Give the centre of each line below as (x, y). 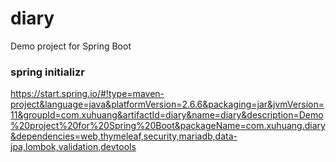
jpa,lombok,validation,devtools (73, 147)
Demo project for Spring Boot (71, 46)
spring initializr (47, 72)
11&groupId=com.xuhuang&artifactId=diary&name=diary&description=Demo (167, 115)
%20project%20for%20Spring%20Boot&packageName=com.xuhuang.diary (168, 126)
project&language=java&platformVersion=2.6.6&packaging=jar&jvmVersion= (167, 104)
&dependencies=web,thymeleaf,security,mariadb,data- (124, 136)
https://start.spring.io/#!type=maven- (87, 94)
